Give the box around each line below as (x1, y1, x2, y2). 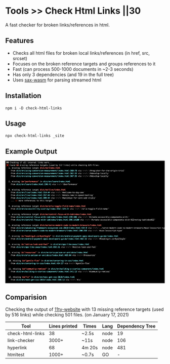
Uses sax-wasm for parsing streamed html (12, 76, 102, 83)
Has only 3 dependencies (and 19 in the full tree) (12, 71, 114, 77)
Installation (5, 92, 41, 100)
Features (5, 36, 34, 45)
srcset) (12, 55, 28, 61)
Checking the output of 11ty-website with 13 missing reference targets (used (5, 306, 164, 312)
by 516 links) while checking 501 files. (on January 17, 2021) (5, 312, 129, 318)
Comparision (5, 293, 47, 302)
